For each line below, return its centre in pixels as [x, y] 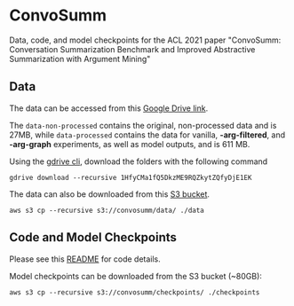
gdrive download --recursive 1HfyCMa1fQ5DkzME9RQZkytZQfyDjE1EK [131, 177]
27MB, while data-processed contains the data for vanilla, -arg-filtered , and [147, 135]
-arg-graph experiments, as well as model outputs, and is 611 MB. [130, 144]
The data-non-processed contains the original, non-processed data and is [143, 125]
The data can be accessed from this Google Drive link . [109, 108]
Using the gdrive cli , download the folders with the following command [139, 161]
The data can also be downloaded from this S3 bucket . [110, 194]
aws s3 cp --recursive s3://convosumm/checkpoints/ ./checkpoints [135, 292]
